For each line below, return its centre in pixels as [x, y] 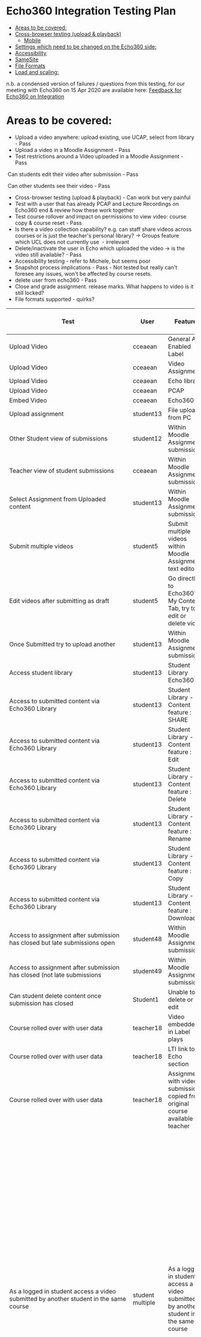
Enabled [179, 347]
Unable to [182, 992]
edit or [177, 616]
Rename [179, 838]
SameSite [27, 59]
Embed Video [28, 400]
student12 [147, 438]
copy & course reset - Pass [48, 223]
